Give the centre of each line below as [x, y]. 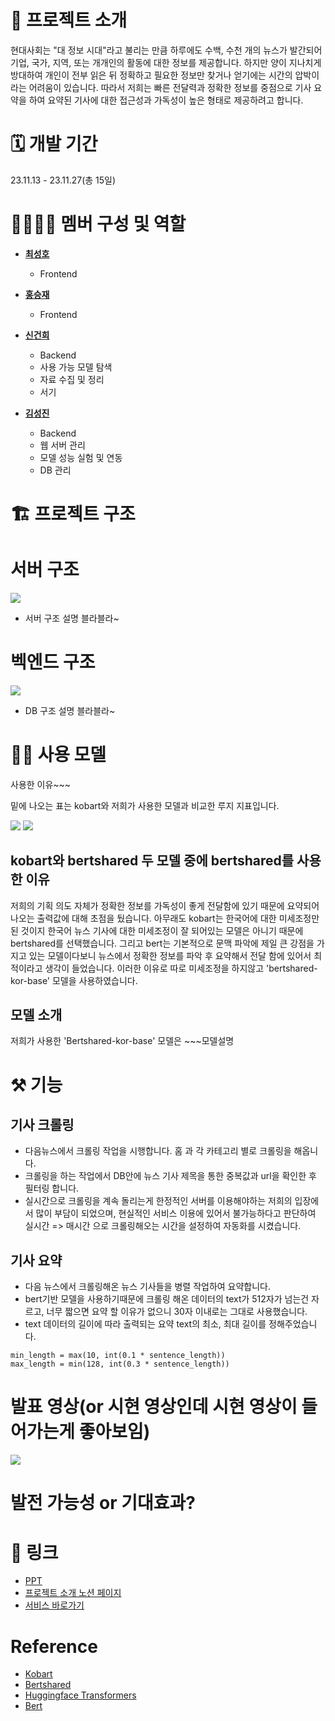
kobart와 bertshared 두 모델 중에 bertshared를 [152, 861]
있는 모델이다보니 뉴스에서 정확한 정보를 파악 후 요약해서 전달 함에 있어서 [170, 955]
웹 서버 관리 [62, 445]
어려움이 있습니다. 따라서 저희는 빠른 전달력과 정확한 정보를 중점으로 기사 [170, 87]
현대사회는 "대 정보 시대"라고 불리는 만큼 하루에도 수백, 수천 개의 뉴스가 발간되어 [166, 50]
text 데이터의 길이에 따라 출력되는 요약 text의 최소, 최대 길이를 [145, 1324]
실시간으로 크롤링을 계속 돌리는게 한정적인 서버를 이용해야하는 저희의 [158, 1201]
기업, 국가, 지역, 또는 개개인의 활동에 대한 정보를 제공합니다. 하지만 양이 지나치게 [166, 62]
